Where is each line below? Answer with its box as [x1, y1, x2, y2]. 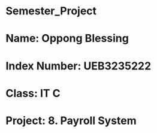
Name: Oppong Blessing [5, 32, 129, 46]
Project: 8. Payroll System [5, 114, 137, 127]
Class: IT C [5, 86, 61, 100]
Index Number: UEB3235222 [5, 59, 152, 72]
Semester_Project [5, 4, 97, 18]
